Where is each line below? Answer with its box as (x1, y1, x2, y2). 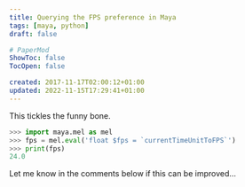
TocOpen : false (9, 62, 66, 71)
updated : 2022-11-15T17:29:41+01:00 (9, 86, 145, 95)
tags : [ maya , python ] (9, 21, 90, 30)
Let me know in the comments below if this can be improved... (9, 168, 237, 179)
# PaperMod (9, 45, 50, 54)
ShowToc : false (9, 54, 66, 63)
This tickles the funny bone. (9, 110, 111, 121)
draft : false (9, 29, 58, 38)
